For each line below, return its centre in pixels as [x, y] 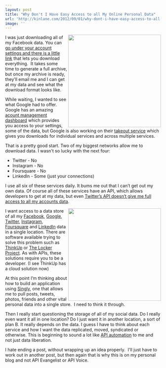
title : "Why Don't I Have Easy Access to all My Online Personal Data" [80, 14]
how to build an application [33, 284]
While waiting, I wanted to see [36, 100]
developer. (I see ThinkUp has [36, 263]
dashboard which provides [32, 120]
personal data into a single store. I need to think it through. [65, 304]
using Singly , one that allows [34, 289]
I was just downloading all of [34, 37]
